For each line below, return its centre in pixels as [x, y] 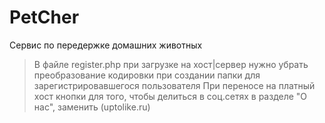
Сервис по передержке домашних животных [106, 45]
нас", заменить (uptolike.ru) [92, 107]
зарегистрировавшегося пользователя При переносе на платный [174, 85]
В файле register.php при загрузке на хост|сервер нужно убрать [171, 64]
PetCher [44, 17]
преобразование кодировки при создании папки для [147, 75]
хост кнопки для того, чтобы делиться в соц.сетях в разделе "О [170, 96]
